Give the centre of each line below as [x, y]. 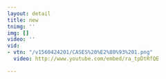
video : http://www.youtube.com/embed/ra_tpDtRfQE [86, 59]
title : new [23, 20]
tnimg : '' [21, 26]
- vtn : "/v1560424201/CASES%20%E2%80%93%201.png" [80, 53]
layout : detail [29, 14]
